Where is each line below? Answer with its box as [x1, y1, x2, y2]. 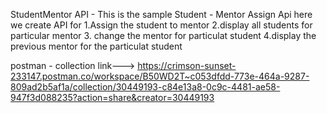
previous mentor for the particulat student [10, 40, 183, 52]
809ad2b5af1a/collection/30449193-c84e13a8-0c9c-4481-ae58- [10, 81, 281, 93]
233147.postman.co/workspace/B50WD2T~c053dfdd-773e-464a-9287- [10, 70, 310, 82]
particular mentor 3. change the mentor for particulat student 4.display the [10, 30, 317, 41]
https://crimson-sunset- [137, 60, 237, 71]
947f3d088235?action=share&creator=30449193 [10, 92, 215, 103]
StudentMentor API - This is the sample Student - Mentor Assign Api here [10, 9, 313, 20]
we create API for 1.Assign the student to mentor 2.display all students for [10, 19, 313, 31]
